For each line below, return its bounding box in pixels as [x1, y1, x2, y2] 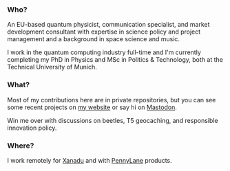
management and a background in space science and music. [7, 35, 180, 43]
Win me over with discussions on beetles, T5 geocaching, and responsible [7, 116, 218, 124]
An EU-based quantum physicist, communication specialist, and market [7, 21, 210, 29]
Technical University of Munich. [7, 63, 98, 71]
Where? [7, 141, 34, 150]
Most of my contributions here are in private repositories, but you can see [7, 95, 216, 104]
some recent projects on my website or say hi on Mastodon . [7, 103, 178, 111]
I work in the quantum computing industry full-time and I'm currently [7, 48, 202, 56]
